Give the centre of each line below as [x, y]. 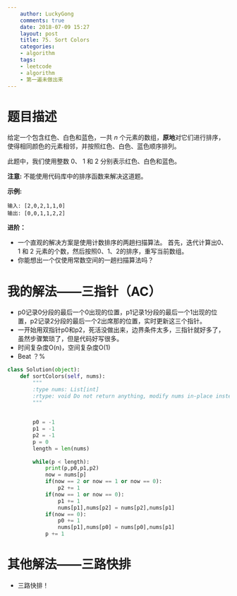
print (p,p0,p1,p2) [72, 468]
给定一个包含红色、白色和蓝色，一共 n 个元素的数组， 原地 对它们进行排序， [116, 138]
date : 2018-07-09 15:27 [55, 27]
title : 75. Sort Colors [55, 40]
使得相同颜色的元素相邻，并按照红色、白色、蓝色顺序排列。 [94, 146]
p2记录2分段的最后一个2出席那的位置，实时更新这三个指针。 [118, 321]
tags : [28, 60]
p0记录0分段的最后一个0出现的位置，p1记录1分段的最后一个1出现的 [114, 312]
